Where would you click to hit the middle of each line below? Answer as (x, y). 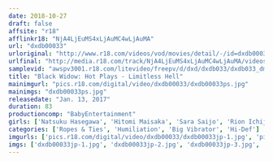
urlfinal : (25, 62)
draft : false (30, 24)
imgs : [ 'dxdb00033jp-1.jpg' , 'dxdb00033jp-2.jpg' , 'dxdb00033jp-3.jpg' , (134, 144)
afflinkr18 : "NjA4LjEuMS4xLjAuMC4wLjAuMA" (81, 39)
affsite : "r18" (34, 31)
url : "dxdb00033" (38, 46)
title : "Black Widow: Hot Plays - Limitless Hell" (96, 76)
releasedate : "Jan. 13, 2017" (60, 99)
